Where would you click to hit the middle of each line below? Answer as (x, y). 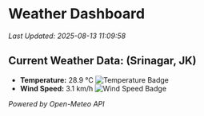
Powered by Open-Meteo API (57, 103)
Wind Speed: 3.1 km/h (56, 88)
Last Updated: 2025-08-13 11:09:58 (67, 36)
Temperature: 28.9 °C (57, 79)
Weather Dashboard (77, 14)
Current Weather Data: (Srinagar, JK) (103, 61)
